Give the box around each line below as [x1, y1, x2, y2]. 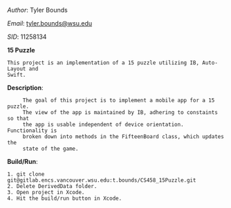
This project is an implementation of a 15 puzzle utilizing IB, [7, 59, 199, 66]
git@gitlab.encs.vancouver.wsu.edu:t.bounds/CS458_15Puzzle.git [7, 177, 196, 184]
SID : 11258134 [7, 32, 47, 41]
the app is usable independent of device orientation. [22, 121, 185, 128]
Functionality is [7, 127, 57, 134]
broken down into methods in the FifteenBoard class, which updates [22, 133, 225, 140]
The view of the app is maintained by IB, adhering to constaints [22, 109, 218, 116]
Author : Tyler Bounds [7, 6, 68, 14]
